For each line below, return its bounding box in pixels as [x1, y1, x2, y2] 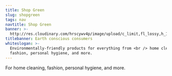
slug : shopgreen [5, 12, 40, 17]
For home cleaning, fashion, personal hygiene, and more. [5, 65, 125, 71]
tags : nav [5, 17, 27, 22]
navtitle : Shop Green [5, 22, 52, 27]
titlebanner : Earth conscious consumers [5, 36, 93, 42]
